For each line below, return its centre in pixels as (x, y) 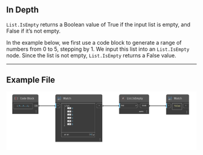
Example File (31, 80)
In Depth (23, 10)
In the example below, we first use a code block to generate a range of (94, 42)
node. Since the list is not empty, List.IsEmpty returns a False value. (91, 55)
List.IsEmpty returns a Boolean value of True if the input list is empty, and (98, 24)
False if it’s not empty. (34, 31)
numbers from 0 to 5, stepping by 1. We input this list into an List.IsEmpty (98, 49)
